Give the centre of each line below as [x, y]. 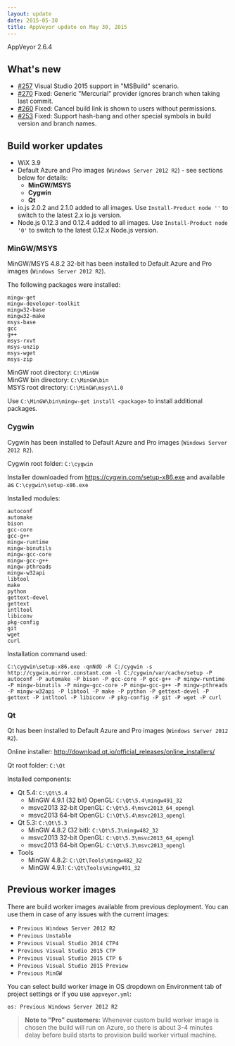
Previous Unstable [44, 936]
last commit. [35, 101]
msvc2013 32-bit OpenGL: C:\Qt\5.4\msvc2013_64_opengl [111, 807]
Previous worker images [62, 890]
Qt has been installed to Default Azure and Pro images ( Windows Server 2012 [118, 730]
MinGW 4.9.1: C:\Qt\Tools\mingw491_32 [84, 867]
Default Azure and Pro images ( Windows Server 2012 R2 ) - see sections [120, 170]
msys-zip [20, 359]
